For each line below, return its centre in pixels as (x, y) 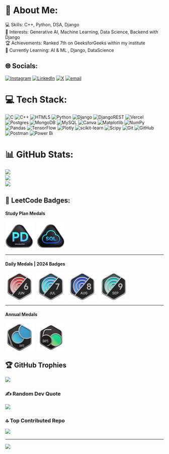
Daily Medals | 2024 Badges (35, 264)
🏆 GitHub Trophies (36, 365)
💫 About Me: (32, 10)
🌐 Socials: (22, 66)
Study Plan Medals (25, 213)
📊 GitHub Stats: (39, 154)
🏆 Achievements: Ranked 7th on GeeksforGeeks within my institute (75, 43)
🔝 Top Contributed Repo (35, 420)
